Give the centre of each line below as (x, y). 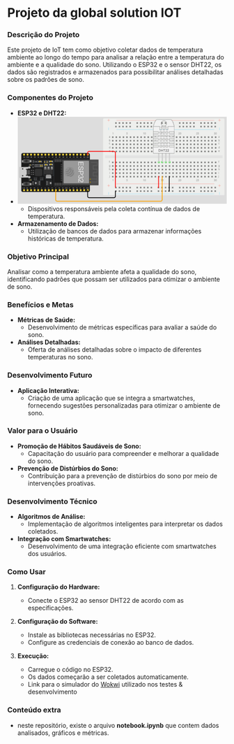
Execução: (33, 656)
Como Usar (27, 572)
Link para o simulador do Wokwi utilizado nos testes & (105, 685)
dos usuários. (47, 554)
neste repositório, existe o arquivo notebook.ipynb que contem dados (118, 725)
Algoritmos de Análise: (51, 517)
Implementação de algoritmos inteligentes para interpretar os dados (125, 524)
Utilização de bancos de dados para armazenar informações (115, 231)
